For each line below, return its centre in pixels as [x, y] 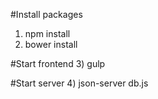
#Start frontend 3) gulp [58, 63]
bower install [51, 44]
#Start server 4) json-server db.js [79, 83]
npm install [47, 33]
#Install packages [46, 14]
